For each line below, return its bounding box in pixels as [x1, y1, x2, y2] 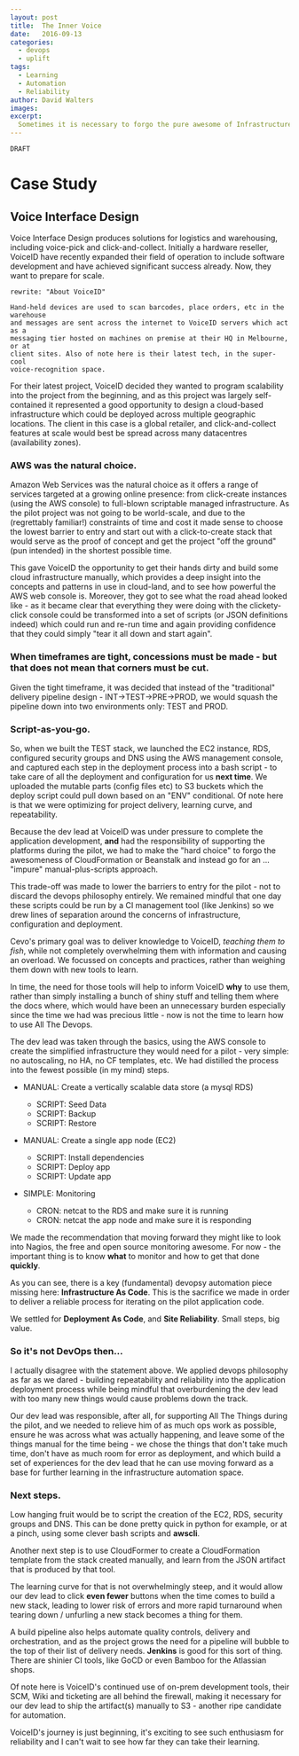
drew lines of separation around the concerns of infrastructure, [10, 909, 241, 920]
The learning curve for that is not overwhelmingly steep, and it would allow [10, 1581, 283, 1592]
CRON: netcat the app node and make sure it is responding [35, 1214, 252, 1225]
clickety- [248, 600, 282, 611]
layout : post [10, 12, 59, 22]
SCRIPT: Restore [35, 1117, 97, 1128]
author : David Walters [10, 95, 94, 105]
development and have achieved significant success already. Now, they [10, 261, 271, 271]
